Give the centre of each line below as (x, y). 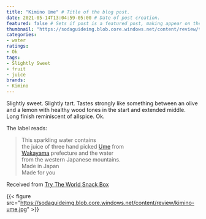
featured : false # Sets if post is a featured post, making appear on (98, 23)
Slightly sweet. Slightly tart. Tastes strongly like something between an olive (102, 103)
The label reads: (27, 128)
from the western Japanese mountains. (71, 159)
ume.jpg (17, 209)
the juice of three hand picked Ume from (73, 147)
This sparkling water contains (59, 140)
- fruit (16, 69)
